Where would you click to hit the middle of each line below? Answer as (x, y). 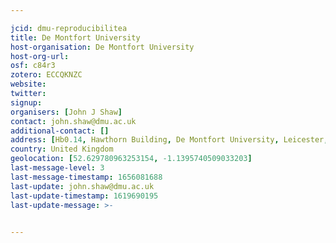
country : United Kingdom (62, 149)
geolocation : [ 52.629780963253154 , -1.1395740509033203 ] (131, 159)
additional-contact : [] (60, 131)
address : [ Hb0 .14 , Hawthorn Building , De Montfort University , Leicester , (169, 140)
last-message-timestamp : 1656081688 (86, 177)
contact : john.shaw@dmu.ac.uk (73, 121)
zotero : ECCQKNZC (46, 75)
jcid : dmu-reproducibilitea (69, 28)
